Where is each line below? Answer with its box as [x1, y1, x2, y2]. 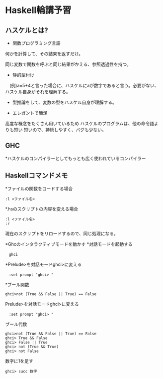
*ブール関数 [5, 281, 30, 287]
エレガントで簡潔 [12, 110, 48, 116]
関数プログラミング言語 [12, 40, 61, 46]
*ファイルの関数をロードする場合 [5, 186, 73, 191]
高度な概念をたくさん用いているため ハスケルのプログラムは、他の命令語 [5, 121, 155, 126]
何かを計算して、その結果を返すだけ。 [5, 51, 83, 56]
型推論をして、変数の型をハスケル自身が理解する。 [12, 99, 117, 105]
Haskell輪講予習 [5, 4, 72, 16]
